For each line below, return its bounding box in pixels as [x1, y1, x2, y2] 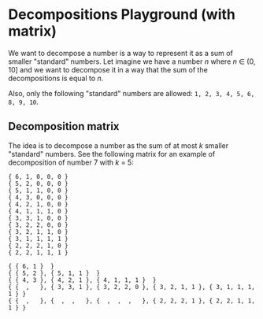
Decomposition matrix [8, 120, 120, 133]
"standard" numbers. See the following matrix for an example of [8, 149, 216, 158]
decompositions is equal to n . [8, 73, 104, 83]
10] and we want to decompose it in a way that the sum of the [8, 65, 209, 74]
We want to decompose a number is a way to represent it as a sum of [8, 48, 234, 57]
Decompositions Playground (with [8, 6, 236, 24]
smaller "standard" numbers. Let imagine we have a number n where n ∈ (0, [8, 57, 256, 66]
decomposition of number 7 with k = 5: [8, 158, 134, 167]
